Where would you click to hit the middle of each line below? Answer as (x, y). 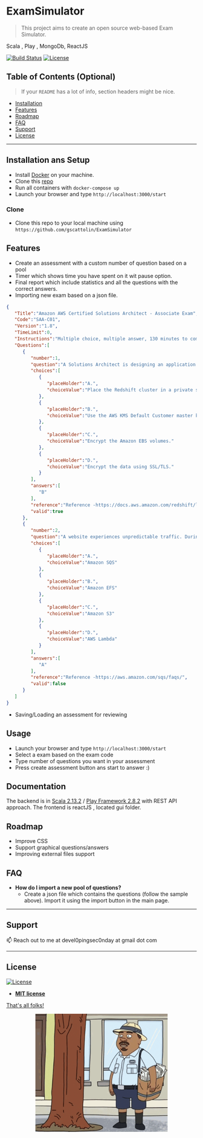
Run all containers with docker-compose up (67, 187)
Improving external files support (55, 854)
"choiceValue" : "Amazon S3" (81, 614)
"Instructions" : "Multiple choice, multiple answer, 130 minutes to (101, 339)
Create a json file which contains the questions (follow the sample (106, 894)
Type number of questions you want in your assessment (85, 761)
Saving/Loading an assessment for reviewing (71, 714)
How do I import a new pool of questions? (68, 888)
